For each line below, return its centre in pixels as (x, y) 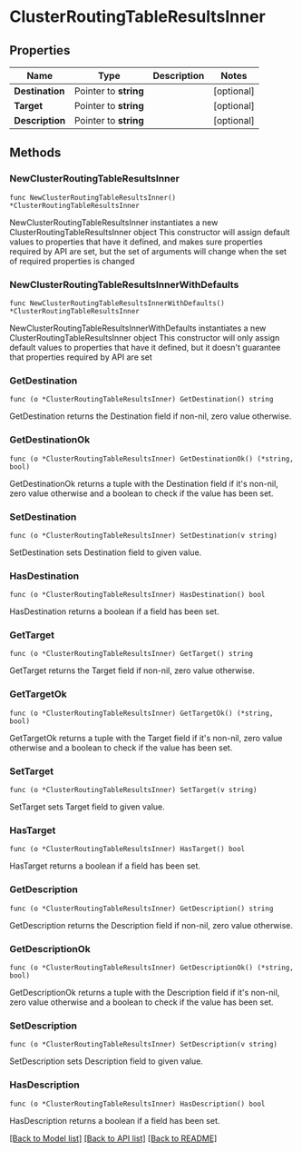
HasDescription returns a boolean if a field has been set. (115, 1120)
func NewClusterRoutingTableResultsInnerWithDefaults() (117, 303)
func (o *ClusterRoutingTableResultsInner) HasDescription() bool (137, 1104)
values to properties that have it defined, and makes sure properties (136, 242)
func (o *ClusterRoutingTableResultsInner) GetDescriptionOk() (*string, (152, 968)
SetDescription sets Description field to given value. (107, 1061)
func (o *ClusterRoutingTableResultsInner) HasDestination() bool (137, 595)
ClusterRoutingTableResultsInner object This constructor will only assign (145, 337)
